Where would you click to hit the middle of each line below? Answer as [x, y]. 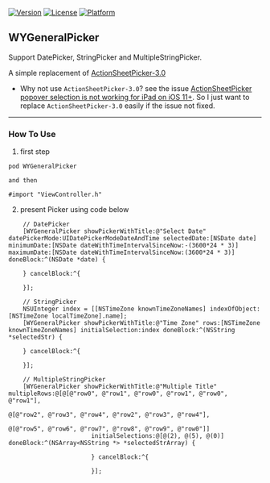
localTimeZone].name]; [89, 316]
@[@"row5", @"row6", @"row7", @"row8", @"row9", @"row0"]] [109, 429]
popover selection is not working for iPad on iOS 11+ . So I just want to [135, 97]
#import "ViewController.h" [55, 195]
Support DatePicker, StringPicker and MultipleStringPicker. [105, 57]
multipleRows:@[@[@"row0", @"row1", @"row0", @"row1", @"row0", [118, 394]
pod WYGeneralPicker [43, 167]
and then [23, 181]
